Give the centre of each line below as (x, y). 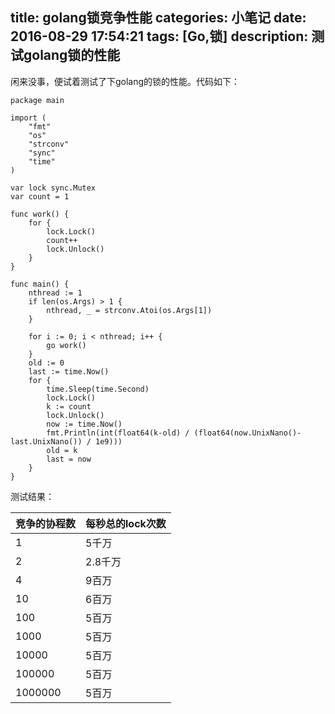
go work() (66, 345)
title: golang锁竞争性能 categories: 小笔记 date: (158, 18)
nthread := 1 (55, 293)
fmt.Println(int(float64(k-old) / (118, 433)
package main (37, 100)
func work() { (40, 214)
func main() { (40, 284)
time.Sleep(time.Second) (98, 389)
